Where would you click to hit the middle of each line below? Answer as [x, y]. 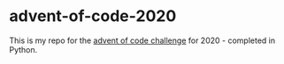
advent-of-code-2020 [93, 16]
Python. [23, 49]
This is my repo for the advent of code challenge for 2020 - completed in [142, 40]
